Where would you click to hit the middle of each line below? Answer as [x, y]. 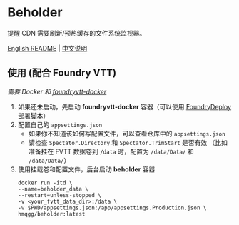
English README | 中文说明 [47, 48]
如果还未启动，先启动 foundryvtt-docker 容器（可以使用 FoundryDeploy [124, 106]
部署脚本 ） [34, 116]
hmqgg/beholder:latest [51, 214]
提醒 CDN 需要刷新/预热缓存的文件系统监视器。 [77, 33]
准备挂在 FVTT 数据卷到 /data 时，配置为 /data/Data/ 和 [111, 151]
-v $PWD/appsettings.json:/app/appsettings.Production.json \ [112, 208]
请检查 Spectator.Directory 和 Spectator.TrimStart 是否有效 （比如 [128, 142]
